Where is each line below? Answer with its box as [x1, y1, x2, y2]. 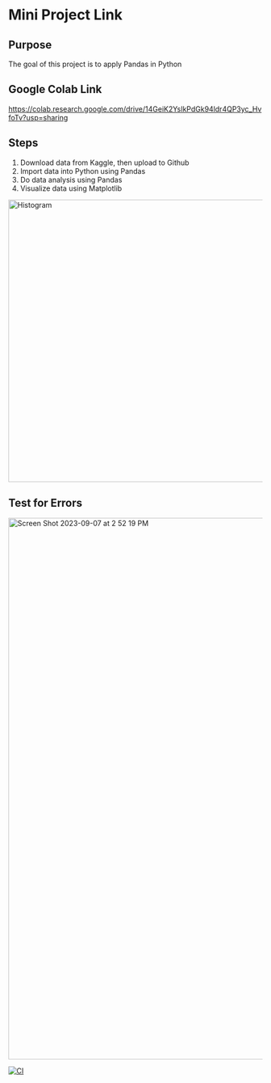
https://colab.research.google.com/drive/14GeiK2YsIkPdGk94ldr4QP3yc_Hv [8, 103, 262, 114]
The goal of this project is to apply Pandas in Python [8, 59, 182, 69]
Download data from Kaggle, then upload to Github [19, 158, 190, 167]
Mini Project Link [8, 6, 123, 24]
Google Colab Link [8, 82, 102, 96]
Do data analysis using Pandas [19, 175, 123, 184]
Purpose [8, 38, 52, 52]
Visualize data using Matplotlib [19, 183, 123, 193]
